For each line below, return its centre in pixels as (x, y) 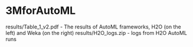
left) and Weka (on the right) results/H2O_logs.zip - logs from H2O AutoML (96, 32)
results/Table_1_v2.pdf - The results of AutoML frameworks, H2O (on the (93, 27)
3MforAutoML (41, 11)
